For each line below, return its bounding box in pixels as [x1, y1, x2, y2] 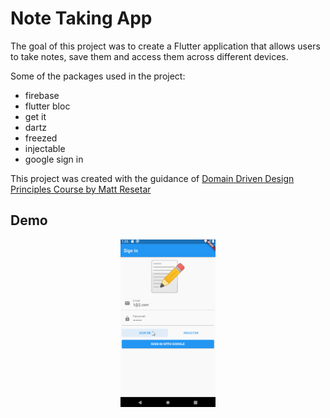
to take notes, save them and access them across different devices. [10, 50, 289, 62]
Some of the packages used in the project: [10, 70, 186, 82]
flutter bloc [24, 100, 71, 112]
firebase [24, 89, 60, 101]
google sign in [24, 153, 84, 165]
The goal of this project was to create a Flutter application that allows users [10, 40, 321, 52]
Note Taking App [10, 7, 153, 30]
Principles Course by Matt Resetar [10, 183, 152, 195]
